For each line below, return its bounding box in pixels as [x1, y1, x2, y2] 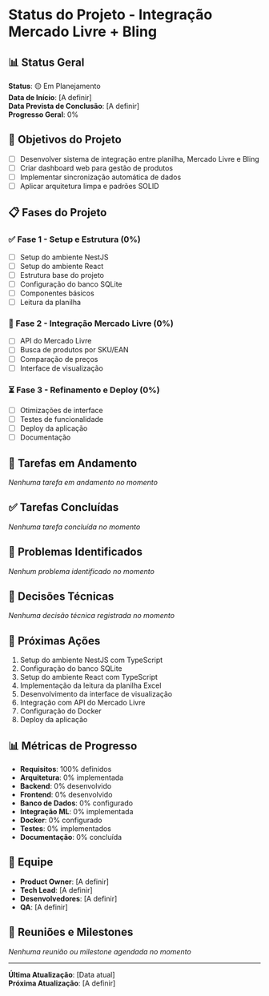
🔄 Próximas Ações [8, 634, 101, 648]
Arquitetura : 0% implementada [19, 773, 124, 782]
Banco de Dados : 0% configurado [19, 798, 134, 808]
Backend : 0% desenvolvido [19, 781, 112, 791]
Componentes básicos [19, 288, 94, 298]
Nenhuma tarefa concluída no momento [8, 522, 141, 532]
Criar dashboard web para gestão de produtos [19, 163, 174, 173]
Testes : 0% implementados [19, 824, 112, 833]
